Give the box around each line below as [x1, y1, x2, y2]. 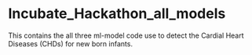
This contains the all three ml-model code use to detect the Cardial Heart [8, 31, 245, 40]
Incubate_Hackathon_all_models [8, 5, 226, 23]
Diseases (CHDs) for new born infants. [8, 38, 133, 48]
